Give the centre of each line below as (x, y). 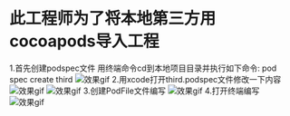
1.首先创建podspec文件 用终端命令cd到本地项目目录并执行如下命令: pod (143, 68)
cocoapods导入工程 (84, 41)
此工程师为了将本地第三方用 (113, 19)
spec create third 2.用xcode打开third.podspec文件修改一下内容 (145, 79)
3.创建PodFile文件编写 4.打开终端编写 (171, 91)
